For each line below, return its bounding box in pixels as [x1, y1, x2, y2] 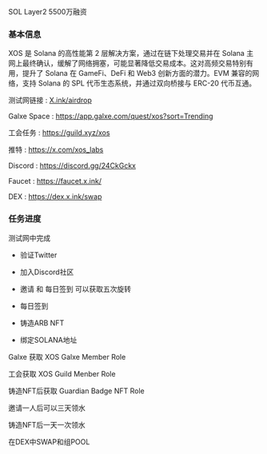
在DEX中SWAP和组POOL [8, 436, 90, 446]
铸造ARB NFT [19, 318, 65, 328]
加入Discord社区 [19, 267, 74, 277]
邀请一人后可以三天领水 [8, 403, 86, 412]
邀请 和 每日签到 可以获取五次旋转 [19, 284, 132, 293]
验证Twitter [19, 250, 58, 260]
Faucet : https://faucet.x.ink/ [8, 177, 102, 186]
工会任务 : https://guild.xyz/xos [8, 128, 110, 137]
